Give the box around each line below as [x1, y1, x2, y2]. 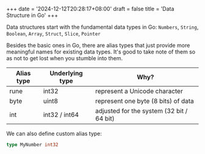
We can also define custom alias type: [6, 130, 103, 137]
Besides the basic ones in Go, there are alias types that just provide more [6, 42, 190, 49]
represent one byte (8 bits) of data [95, 97, 194, 105]
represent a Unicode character [95, 87, 183, 95]
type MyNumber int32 [6, 142, 59, 148]
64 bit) [95, 114, 115, 122]
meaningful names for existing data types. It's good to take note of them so [6, 48, 196, 55]
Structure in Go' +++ [6, 12, 59, 19]
